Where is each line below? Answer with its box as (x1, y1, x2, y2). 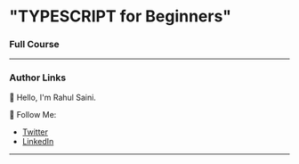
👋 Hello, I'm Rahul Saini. (9, 92, 96, 102)
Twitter (21, 127, 49, 137)
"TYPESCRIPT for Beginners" (9, 6, 231, 27)
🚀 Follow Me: (9, 109, 57, 119)
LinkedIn (21, 135, 54, 146)
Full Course (9, 38, 60, 51)
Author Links (9, 71, 67, 84)
